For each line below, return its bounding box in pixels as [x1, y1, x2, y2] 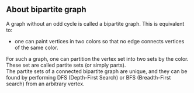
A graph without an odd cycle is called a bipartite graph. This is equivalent [6, 20, 185, 27]
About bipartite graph [6, 5, 86, 15]
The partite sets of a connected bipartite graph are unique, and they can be [6, 67, 188, 75]
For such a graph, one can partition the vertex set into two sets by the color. [6, 55, 189, 62]
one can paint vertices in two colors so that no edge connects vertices [14, 37, 185, 44]
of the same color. [14, 44, 58, 51]
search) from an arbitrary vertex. [6, 80, 85, 87]
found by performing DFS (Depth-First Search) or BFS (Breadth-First [6, 74, 171, 81]
